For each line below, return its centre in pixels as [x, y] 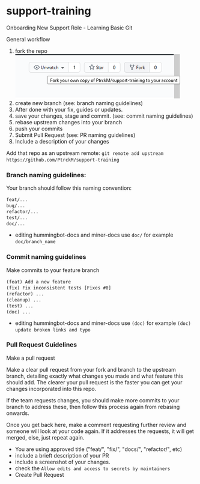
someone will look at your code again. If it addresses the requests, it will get [100, 431]
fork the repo [31, 51]
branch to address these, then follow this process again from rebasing [93, 407]
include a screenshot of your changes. [62, 462]
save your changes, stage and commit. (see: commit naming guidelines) [104, 116]
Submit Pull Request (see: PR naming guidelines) [75, 135]
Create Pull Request [39, 474]
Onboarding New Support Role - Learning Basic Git [69, 28]
